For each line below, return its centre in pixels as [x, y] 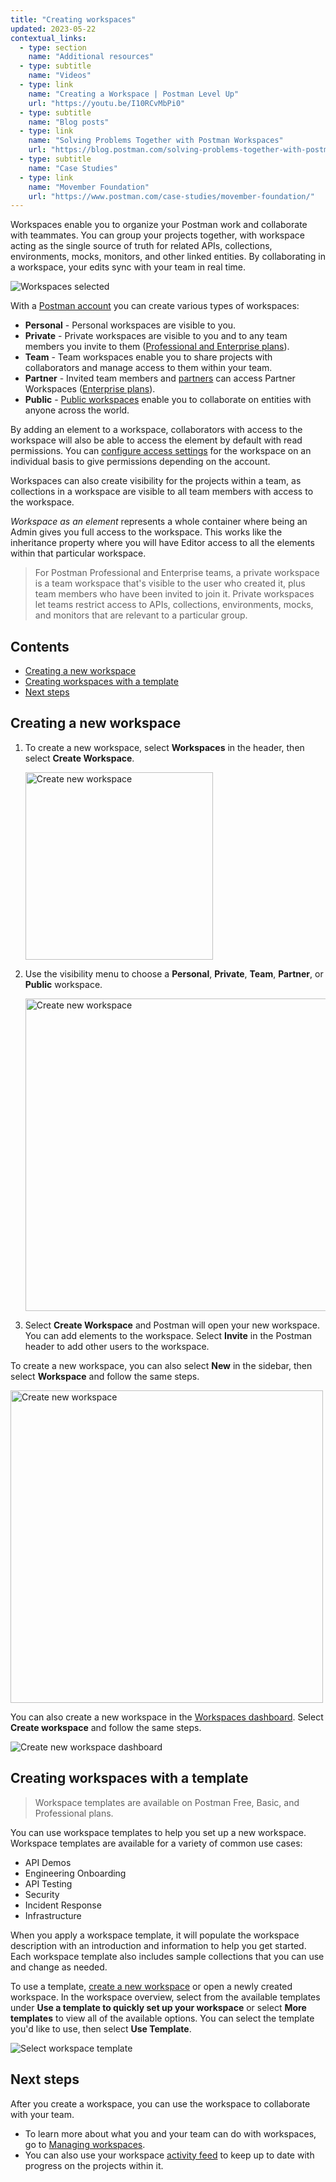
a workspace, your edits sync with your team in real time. [128, 267]
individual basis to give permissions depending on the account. [140, 462]
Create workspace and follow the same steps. [106, 1727]
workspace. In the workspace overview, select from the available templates [165, 1997]
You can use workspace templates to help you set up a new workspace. [158, 1832]
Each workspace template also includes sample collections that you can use [167, 1956]
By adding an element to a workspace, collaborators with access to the [156, 430]
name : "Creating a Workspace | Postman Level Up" [134, 94]
